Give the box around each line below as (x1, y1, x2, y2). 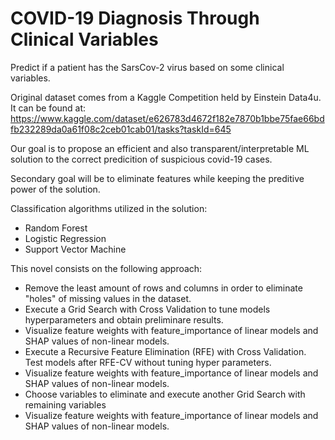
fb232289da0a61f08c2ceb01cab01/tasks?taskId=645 (10, 123, 232, 135)
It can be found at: (10, 102, 87, 114)
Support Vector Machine (24, 243, 127, 255)
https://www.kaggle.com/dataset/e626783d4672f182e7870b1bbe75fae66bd (10, 112, 325, 124)
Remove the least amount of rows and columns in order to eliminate (24, 282, 303, 294)
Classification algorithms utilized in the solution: (10, 202, 208, 214)
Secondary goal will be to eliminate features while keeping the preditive (10, 172, 305, 184)
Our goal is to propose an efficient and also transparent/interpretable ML (10, 142, 310, 154)
